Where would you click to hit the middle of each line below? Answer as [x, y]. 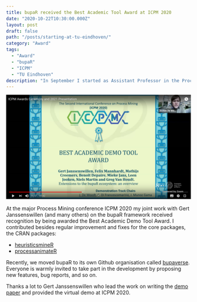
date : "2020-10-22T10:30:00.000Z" [48, 19]
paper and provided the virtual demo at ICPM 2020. [68, 292]
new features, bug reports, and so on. [52, 275]
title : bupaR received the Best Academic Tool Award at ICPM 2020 [89, 12]
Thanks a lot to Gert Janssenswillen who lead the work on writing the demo [97, 286]
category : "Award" [28, 43]
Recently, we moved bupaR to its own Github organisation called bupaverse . [98, 262]
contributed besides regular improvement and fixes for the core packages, [96, 227]
